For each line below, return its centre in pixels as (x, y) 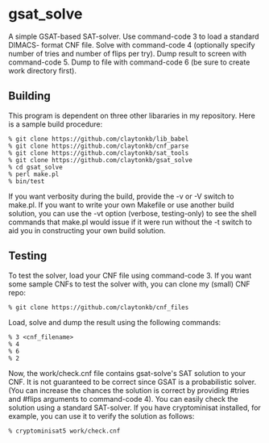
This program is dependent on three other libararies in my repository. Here (132, 115)
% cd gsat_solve (35, 167)
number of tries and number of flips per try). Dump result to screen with (128, 53)
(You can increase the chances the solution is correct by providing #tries (129, 390)
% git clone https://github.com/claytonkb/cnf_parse (99, 146)
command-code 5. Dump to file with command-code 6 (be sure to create (129, 62)
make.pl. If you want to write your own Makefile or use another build (122, 205)
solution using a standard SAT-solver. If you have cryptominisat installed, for (135, 407)
